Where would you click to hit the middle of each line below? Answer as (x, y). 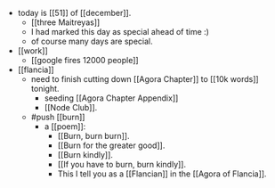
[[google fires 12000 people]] (85, 60)
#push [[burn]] (58, 117)
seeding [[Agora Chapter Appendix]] (111, 98)
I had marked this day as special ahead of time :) (120, 32)
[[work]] (32, 51)
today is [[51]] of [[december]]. (74, 13)
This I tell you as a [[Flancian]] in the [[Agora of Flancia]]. (162, 174)
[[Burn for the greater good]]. (111, 145)
